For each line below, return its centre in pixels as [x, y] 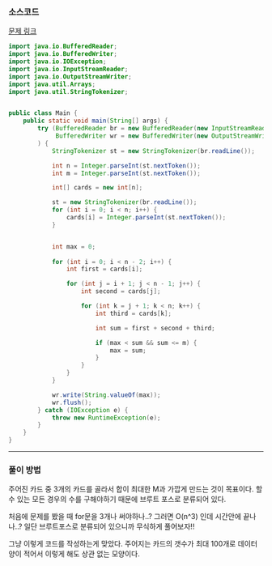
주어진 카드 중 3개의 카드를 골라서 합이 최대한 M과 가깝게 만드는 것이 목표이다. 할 [136, 489]
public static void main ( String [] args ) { [96, 121]
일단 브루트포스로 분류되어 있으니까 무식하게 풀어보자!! [109, 526]
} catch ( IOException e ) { [83, 410]
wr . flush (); [72, 402]
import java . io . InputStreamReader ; [68, 69]
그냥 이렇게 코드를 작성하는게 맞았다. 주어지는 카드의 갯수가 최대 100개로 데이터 [133, 544]
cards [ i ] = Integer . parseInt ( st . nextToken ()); [146, 218]
